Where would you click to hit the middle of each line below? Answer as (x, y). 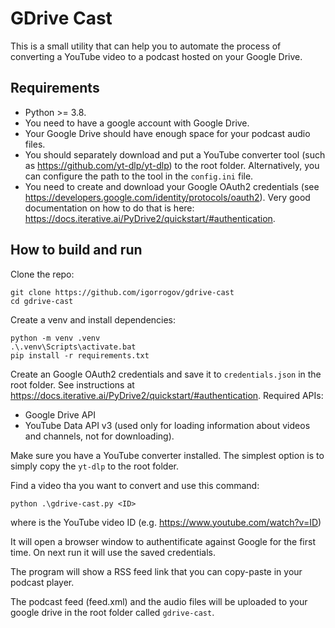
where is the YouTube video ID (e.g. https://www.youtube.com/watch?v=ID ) (166, 522)
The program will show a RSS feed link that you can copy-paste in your (156, 571)
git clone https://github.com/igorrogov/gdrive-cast (122, 292)
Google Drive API (60, 414)
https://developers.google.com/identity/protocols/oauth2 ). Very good (167, 197)
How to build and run (76, 250)
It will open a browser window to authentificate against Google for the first (163, 541)
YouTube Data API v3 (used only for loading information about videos (167, 425)
